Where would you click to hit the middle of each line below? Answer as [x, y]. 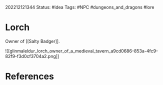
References [29, 76]
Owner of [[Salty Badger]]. [32, 41]
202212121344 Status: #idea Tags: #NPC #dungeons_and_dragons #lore [80, 7]
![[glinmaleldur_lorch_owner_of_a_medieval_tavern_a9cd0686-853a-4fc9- [82, 51]
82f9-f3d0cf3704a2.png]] [32, 56]
